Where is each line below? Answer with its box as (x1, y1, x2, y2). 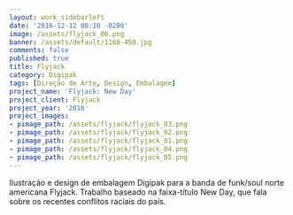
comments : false (9, 46, 69, 55)
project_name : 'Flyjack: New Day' (9, 87, 137, 96)
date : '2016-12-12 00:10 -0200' (9, 21, 128, 30)
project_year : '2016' (9, 104, 89, 112)
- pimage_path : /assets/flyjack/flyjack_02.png (9, 128, 189, 137)
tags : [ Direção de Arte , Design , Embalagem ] (9, 79, 176, 88)
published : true (9, 54, 69, 63)
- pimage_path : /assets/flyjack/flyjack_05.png (9, 152, 189, 162)
